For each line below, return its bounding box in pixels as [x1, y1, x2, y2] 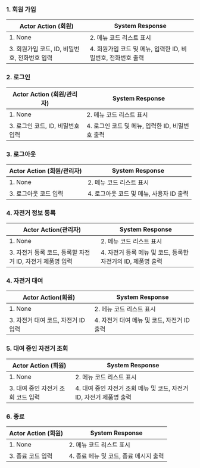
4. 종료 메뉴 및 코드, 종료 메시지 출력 [68, 452, 164, 460]
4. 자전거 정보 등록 [6, 208, 56, 217]
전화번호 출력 [109, 54, 145, 62]
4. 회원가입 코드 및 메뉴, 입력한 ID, [89, 45, 180, 53]
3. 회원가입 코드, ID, [9, 45, 62, 53]
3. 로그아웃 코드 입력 [9, 189, 64, 198]
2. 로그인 [6, 73, 31, 82]
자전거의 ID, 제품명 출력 [100, 257, 162, 266]
